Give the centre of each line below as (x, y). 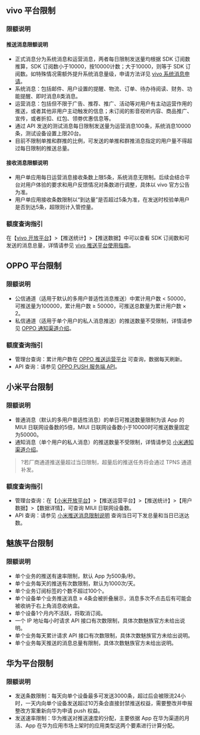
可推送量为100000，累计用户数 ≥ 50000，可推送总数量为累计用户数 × (100, 306)
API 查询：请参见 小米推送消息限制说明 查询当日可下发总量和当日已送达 (102, 515)
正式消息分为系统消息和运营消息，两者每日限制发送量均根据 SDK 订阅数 (102, 59)
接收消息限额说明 (27, 163)
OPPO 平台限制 (34, 266)
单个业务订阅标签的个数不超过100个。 (61, 590)
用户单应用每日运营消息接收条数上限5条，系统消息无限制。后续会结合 (100, 177)
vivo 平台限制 (31, 11)
